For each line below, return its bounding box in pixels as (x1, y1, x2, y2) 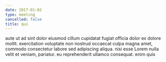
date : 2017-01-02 (5, 7, 42, 13)
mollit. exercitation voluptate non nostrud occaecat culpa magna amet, (5, 41, 153, 47)
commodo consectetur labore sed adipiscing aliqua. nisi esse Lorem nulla (5, 46, 159, 52)
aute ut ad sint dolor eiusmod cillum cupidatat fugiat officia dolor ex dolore (5, 35, 161, 41)
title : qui (5, 21, 28, 27)
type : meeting (5, 12, 36, 17)
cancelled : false (5, 17, 42, 22)
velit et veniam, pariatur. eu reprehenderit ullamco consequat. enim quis (5, 51, 156, 57)
